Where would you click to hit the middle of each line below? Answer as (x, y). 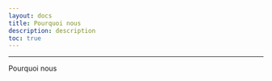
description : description (52, 30)
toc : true (25, 38)
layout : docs (30, 16)
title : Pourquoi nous (45, 23)
